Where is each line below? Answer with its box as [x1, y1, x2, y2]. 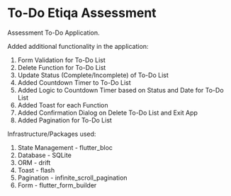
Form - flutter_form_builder [17, 180, 97, 189]
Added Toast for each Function [17, 100, 108, 109]
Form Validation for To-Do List [17, 55, 106, 64]
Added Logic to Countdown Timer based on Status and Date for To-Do [17, 86, 225, 94]
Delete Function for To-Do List [17, 63, 106, 71]
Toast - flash [17, 166, 55, 174]
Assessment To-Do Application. [7, 28, 101, 37]
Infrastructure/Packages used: [7, 129, 96, 138]
